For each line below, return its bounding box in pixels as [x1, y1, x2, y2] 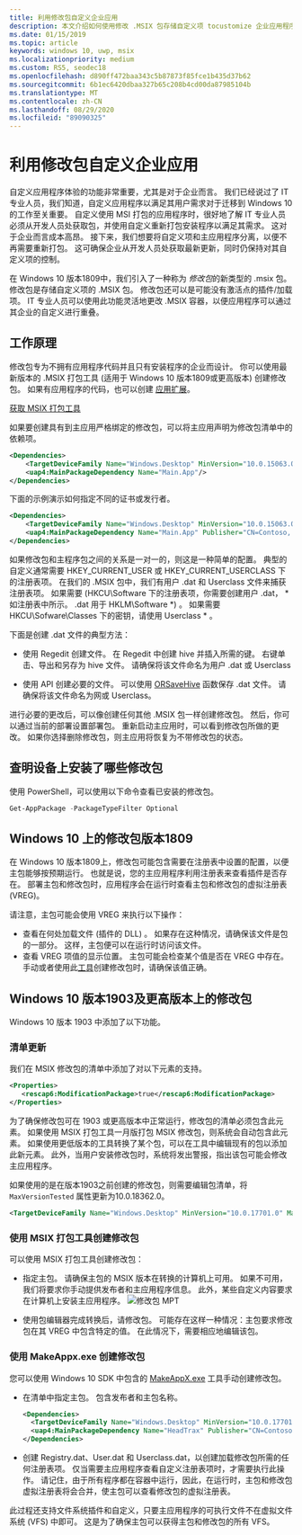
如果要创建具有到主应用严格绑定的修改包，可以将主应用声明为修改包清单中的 [9, 422, 293, 433]
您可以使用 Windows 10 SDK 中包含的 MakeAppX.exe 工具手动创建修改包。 [9, 1372, 287, 1383]
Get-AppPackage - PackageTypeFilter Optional [9, 804, 179, 813]
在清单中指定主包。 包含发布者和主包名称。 [22, 1391, 182, 1403]
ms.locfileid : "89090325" [9, 113, 106, 122]
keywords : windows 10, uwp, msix [9, 47, 135, 56]
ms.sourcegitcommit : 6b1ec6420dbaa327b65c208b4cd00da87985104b [9, 80, 252, 89]
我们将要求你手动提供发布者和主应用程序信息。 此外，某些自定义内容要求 [22, 1284, 293, 1295]
